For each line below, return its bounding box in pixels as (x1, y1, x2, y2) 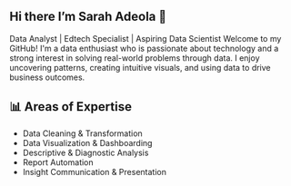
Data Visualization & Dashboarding (22, 137, 153, 148)
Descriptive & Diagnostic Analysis (22, 147, 149, 158)
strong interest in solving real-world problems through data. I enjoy (9, 52, 261, 64)
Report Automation (22, 156, 94, 168)
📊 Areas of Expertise (9, 99, 132, 114)
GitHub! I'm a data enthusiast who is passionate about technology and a (9, 43, 279, 54)
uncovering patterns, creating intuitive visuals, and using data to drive (9, 62, 271, 73)
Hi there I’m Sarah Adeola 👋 (9, 9, 167, 24)
